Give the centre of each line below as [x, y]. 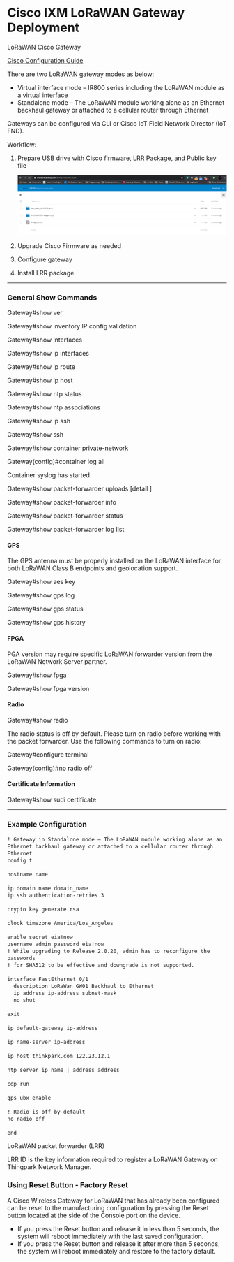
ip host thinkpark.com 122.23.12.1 [59, 1057]
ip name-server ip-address [46, 1043]
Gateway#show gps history [46, 623]
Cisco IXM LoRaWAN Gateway [96, 13]
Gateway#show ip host [40, 380]
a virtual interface [42, 95]
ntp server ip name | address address [63, 1071]
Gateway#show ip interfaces [48, 354]
